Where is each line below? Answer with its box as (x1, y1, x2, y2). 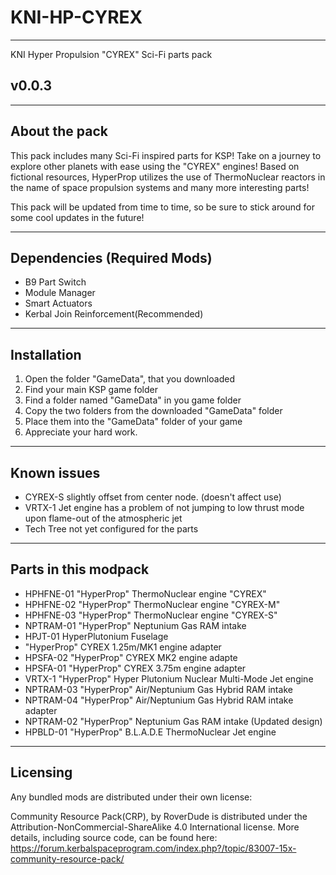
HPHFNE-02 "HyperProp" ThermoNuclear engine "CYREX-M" (24, 598, 281, 610)
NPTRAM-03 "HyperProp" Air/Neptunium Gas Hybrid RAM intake (24, 683, 293, 695)
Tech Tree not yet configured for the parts (24, 523, 199, 535)
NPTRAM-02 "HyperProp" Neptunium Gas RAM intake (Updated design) (24, 715, 323, 727)
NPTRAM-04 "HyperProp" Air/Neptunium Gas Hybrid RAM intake (24, 694, 294, 706)
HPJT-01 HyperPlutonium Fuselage (24, 630, 169, 642)
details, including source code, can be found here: (10, 831, 218, 843)
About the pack (10, 123, 109, 140)
